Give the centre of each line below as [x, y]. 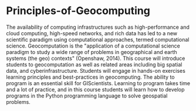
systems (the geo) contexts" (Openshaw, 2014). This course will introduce [96, 58]
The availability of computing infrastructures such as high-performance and [98, 27]
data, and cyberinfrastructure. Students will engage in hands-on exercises [96, 70]
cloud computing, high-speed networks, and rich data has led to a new [92, 33]
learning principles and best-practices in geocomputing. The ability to [90, 77]
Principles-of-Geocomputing [78, 11]
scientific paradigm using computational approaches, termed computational [98, 39]
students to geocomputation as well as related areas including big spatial [94, 64]
